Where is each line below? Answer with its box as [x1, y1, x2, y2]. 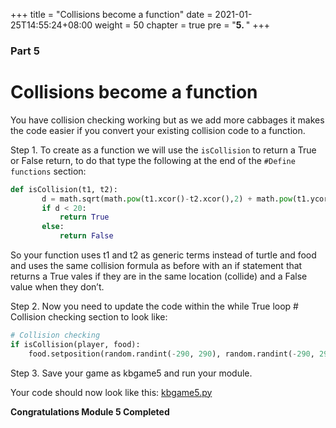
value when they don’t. [10, 281, 105, 293]
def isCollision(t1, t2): [10, 184, 118, 194]
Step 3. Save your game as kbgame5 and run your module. [10, 367, 253, 379]
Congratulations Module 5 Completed [10, 405, 170, 418]
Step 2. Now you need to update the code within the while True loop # [10, 300, 299, 313]
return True [59, 212, 110, 223]
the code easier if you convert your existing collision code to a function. [10, 124, 306, 136]
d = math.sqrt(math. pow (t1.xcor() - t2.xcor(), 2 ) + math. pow [41, 194, 293, 204]
